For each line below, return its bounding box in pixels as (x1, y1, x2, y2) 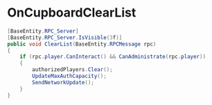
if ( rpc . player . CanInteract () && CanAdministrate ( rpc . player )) (19, 53, 206, 60)
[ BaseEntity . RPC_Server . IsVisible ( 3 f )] (7, 34, 123, 41)
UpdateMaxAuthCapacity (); (32, 73, 107, 80)
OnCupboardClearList (7, 5, 136, 21)
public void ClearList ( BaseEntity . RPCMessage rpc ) (7, 40, 157, 48)
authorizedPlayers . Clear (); (32, 66, 113, 73)
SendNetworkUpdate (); (32, 79, 95, 86)
